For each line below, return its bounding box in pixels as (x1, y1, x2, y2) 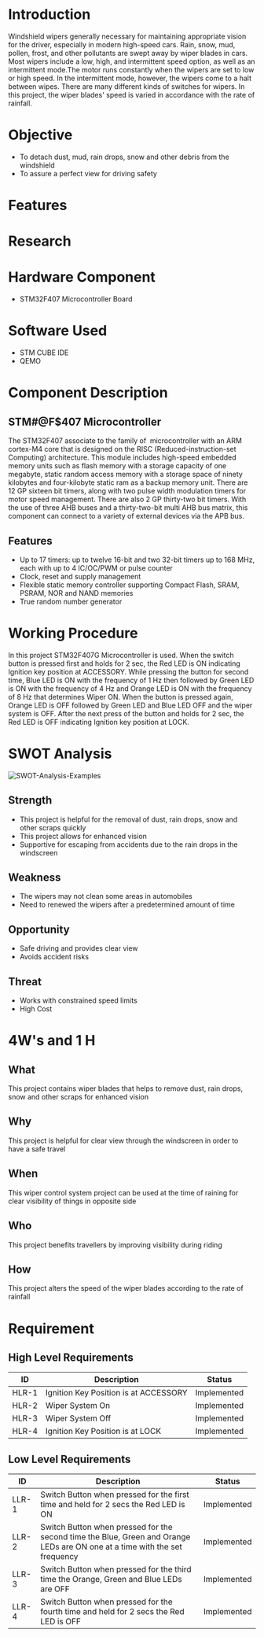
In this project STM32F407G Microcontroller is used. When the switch (8, 650, 234, 660)
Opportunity (8, 922, 70, 936)
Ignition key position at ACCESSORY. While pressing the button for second (8, 667, 249, 676)
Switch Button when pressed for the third (40, 1564, 192, 1575)
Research (8, 232, 72, 250)
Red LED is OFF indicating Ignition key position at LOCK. (8, 717, 190, 726)
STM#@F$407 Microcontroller (8, 415, 162, 428)
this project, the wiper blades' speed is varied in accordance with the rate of (8, 90, 255, 99)
